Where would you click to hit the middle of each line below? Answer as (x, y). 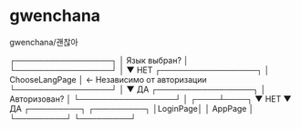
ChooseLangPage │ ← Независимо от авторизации (108, 79)
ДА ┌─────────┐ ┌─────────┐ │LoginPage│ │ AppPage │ (132, 108)
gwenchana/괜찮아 (44, 42)
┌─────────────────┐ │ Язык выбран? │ (99, 60)
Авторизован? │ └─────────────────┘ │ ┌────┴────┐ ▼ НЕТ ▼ (150, 99)
